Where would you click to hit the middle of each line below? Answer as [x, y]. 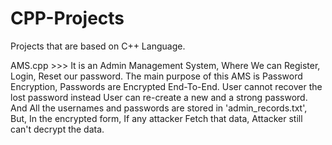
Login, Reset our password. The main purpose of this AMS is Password [156, 76]
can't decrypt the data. [57, 129]
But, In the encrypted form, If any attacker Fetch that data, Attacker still [156, 118]
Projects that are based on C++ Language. [98, 46]
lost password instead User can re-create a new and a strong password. [159, 97]
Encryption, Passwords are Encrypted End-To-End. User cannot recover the [166, 86]
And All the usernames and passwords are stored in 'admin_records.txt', [159, 108]
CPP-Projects [67, 18]
